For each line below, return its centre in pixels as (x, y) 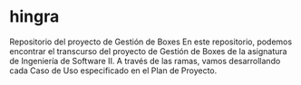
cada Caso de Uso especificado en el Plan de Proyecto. (113, 71)
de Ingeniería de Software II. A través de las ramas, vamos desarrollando (145, 61)
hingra (34, 17)
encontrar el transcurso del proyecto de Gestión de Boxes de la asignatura (148, 51)
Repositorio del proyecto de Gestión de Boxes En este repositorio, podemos (151, 42)
